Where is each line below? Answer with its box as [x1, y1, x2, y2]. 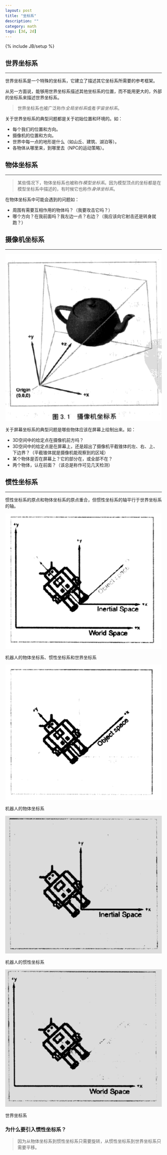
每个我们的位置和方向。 [12, 126, 61, 132]
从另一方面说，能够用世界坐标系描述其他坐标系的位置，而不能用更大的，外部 [5, 88, 162, 94]
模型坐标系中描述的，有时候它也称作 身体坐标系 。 [17, 186, 118, 192]
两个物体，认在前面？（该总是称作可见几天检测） [12, 462, 113, 468]
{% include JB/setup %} [5, 43, 55, 49]
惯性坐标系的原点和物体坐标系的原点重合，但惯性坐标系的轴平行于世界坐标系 [5, 496, 162, 502]
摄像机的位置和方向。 [12, 132, 56, 138]
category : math [5, 24, 37, 29]
